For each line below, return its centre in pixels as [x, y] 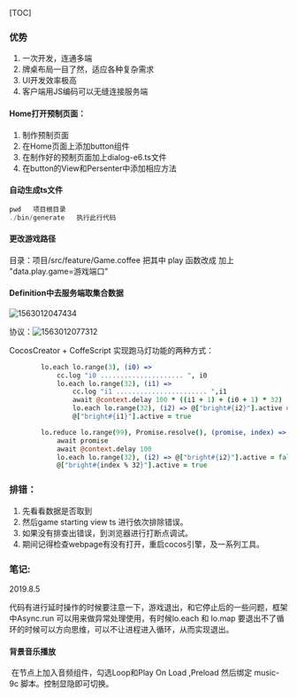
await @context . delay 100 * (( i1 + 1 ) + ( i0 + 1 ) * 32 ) [177, 400]
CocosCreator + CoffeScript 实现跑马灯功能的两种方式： [112, 350]
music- [267, 673]
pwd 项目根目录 [38, 209]
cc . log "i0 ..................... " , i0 [132, 376]
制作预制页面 [45, 135]
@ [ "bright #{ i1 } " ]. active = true [132, 417]
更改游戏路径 [32, 239]
